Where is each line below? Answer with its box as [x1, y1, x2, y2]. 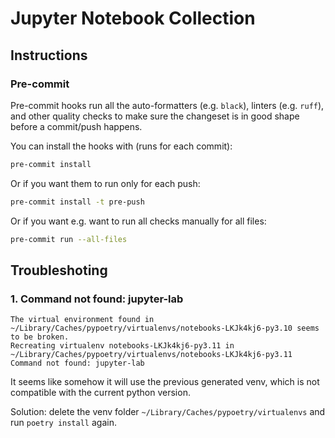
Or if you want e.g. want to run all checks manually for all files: [10, 215, 267, 227]
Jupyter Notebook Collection [10, 7, 256, 30]
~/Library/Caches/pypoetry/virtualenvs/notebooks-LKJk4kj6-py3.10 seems [10, 323, 320, 334]
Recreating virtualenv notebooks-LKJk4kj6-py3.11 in [10, 341, 235, 351]
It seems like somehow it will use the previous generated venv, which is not [10, 376, 320, 388]
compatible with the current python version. [10, 387, 191, 399]
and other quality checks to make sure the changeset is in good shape [10, 110, 300, 122]
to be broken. [10, 332, 70, 342]
